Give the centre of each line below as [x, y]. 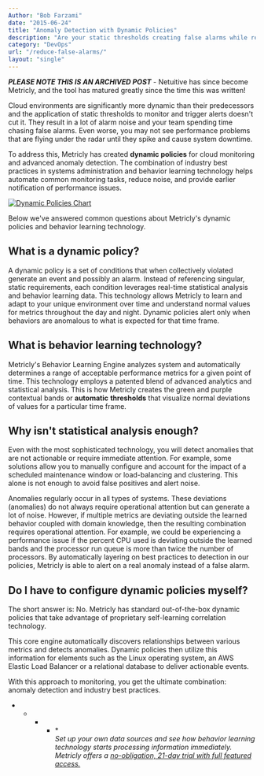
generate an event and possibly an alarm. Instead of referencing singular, [126, 278]
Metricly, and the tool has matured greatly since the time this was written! [127, 90]
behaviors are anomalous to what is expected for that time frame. [114, 321]
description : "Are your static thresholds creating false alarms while [128, 37]
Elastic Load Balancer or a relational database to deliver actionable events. [128, 666]
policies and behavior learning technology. [77, 226]
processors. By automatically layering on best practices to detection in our [128, 557]
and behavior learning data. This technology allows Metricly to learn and [125, 295]
